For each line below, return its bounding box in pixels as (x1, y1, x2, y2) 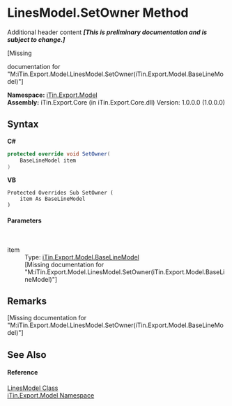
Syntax (7, 119, 39, 130)
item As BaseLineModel (20, 195, 86, 203)
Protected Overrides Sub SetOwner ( (7, 190, 114, 197)
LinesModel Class (7, 384, 59, 392)
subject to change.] (7, 35, 65, 43)
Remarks (7, 295, 47, 307)
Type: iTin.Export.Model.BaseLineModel (24, 253, 139, 261)
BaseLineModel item (20, 157, 77, 164)
